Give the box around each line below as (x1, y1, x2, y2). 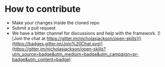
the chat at (23, 35, 46, 41)
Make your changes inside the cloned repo (11, 20, 100, 26)
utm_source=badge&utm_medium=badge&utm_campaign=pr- (11, 51, 139, 57)
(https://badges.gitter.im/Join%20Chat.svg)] (11, 40, 103, 46)
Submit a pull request (11, 25, 56, 31)
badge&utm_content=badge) (11, 56, 71, 62)
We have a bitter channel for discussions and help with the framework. (11, 30, 157, 36)
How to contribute (4, 3, 81, 15)
